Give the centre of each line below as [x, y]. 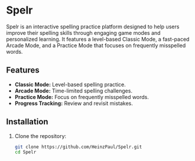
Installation [27, 122]
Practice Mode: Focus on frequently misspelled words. [82, 97]
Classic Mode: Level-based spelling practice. [70, 84]
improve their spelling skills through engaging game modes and [83, 32]
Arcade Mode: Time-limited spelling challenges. [74, 91]
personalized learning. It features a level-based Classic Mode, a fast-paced [98, 39]
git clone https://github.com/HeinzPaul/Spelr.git [78, 147]
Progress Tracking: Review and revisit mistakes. [74, 103]
